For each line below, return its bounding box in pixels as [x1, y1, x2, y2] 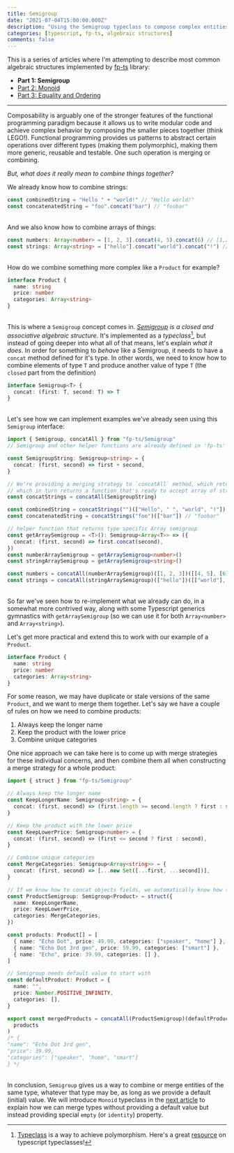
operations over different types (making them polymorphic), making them [7, 141, 218, 150]
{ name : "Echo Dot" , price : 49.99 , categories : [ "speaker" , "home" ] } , [13, 938, 226, 945]
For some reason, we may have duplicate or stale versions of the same [7, 692, 210, 701]
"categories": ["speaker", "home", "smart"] [7, 1054, 139, 1061]
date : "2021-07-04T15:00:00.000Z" [7, 17, 108, 24]
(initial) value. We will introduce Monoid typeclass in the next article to [7, 1095, 205, 1104]
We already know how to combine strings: [7, 183, 128, 191]
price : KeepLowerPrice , [13, 906, 82, 913]
